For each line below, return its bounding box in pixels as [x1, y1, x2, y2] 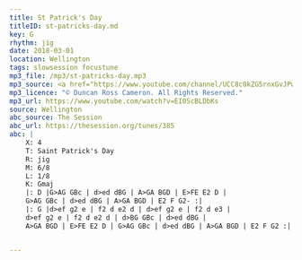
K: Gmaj [25, 180, 54, 189]
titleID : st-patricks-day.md [9, 22, 119, 30]
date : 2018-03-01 [9, 47, 75, 56]
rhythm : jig [9, 38, 54, 48]
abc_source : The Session [9, 113, 102, 122]
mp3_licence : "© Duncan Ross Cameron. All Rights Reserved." [9, 88, 244, 97]
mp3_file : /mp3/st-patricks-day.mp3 [9, 72, 147, 81]
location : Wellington [9, 55, 91, 64]
